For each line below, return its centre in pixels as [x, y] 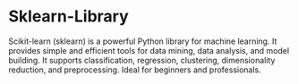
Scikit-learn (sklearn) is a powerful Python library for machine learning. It [143, 41]
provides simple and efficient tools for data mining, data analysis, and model [149, 50]
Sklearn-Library [68, 17]
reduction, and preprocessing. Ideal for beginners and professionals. [135, 70]
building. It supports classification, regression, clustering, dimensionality [142, 60]
